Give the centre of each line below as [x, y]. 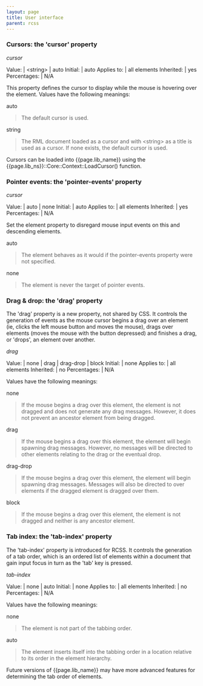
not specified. [38, 261]
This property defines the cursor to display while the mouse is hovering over [101, 87]
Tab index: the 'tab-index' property [59, 537]
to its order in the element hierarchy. [66, 658]
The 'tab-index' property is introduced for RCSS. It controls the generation [99, 550]
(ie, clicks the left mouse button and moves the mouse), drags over [90, 327]
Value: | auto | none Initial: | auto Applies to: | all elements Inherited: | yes [97, 207]
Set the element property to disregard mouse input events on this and [93, 225]
